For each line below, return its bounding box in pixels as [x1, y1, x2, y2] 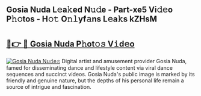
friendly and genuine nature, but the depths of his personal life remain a [6, 77, 185, 84]
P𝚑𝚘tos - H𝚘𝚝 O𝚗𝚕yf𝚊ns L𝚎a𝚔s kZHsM [6, 14, 158, 24]
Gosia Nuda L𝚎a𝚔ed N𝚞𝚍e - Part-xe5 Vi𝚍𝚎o [6, 5, 173, 15]
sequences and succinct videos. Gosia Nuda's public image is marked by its [6, 71, 195, 78]
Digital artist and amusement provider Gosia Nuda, [61, 58, 187, 64]
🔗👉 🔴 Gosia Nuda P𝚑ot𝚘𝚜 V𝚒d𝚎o [6, 39, 135, 49]
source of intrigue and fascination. [6, 83, 91, 90]
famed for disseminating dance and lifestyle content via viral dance [6, 64, 173, 71]
